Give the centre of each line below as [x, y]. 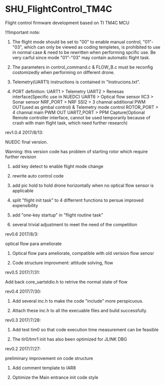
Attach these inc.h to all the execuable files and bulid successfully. [80, 310]
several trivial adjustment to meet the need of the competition [75, 224]
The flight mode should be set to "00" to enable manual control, [77, 42]
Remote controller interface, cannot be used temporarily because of [81, 117]
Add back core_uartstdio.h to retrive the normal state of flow [66, 281]
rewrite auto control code [38, 175]
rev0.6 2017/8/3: [22, 234]
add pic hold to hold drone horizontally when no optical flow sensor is [83, 185]
